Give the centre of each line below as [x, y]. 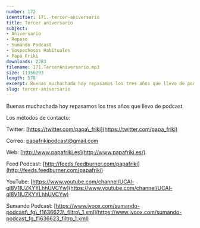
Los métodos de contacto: [38, 117]
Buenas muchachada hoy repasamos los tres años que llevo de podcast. [95, 106]
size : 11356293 [25, 73]
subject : [17, 28]
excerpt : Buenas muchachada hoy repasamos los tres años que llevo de [96, 84]
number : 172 [21, 12]
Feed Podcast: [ [26, 164]
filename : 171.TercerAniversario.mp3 [53, 67]
